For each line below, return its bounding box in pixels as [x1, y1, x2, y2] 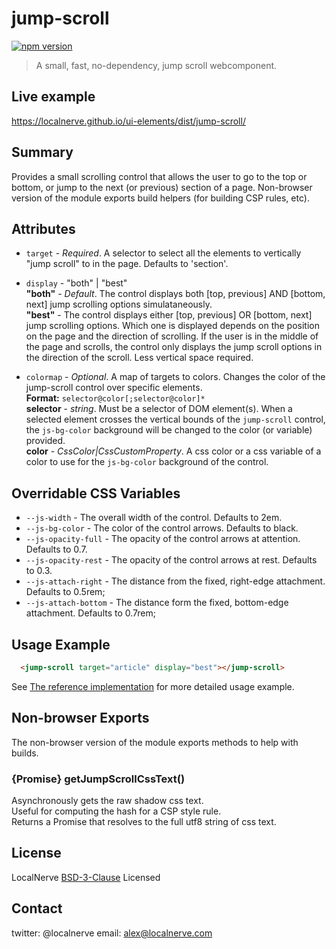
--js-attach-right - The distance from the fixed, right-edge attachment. [25, 575, 326, 587]
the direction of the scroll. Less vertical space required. [25, 352, 254, 364]
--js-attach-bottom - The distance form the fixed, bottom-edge [25, 597, 289, 609]
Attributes [11, 220, 76, 237]
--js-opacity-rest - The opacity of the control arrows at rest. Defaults [25, 554, 318, 566]
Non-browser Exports [11, 710, 150, 727]
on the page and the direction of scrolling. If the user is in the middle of [25, 330, 319, 342]
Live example [11, 88, 96, 106]
